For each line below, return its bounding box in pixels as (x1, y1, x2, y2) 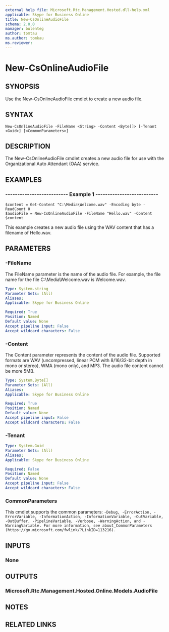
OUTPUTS (5, 572, 38, 580)
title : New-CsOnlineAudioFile (5, 17, 69, 22)
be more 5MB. (5, 368, 35, 374)
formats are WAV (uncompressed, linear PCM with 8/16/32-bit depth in (5, 357, 152, 363)
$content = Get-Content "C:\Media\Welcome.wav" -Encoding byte (5, 202, 141, 208)
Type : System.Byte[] (5, 378, 49, 383)
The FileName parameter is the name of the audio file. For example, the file (5, 271, 161, 277)
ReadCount (5, 207, 26, 212)
